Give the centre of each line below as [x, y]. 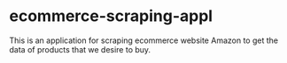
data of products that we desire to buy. [80, 49]
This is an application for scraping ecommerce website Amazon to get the [144, 40]
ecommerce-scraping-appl [111, 16]
